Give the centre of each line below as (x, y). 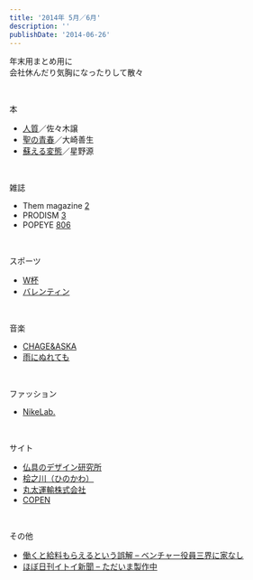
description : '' (40, 26)
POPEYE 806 (46, 225)
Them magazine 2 (56, 206)
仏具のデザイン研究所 (62, 467)
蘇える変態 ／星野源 (58, 151)
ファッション (33, 394)
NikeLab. (39, 412)
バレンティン (46, 292)
